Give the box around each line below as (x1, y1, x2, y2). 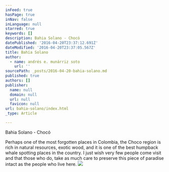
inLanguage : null (5, 21, 42, 27)
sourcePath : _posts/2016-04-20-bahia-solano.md (5, 69, 107, 74)
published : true (5, 73, 39, 78)
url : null (10, 97, 30, 102)
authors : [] (5, 78, 30, 83)
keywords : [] (5, 31, 33, 36)
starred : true (5, 26, 35, 31)
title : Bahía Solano (5, 50, 49, 55)
